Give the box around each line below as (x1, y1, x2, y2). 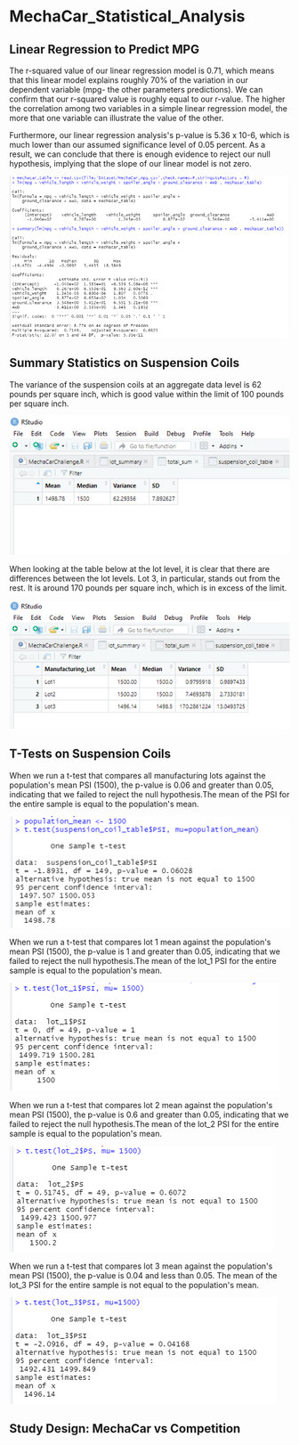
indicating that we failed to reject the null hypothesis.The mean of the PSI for (9, 788, 290, 799)
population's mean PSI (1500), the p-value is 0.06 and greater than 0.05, (9, 780, 274, 790)
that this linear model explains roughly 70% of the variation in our (9, 75, 249, 86)
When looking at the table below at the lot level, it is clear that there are (9, 564, 270, 574)
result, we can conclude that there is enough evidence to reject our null (9, 149, 271, 159)
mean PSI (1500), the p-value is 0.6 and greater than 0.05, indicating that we (9, 1109, 289, 1120)
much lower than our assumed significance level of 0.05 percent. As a (9, 140, 266, 150)
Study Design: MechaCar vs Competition (9, 1421, 241, 1436)
